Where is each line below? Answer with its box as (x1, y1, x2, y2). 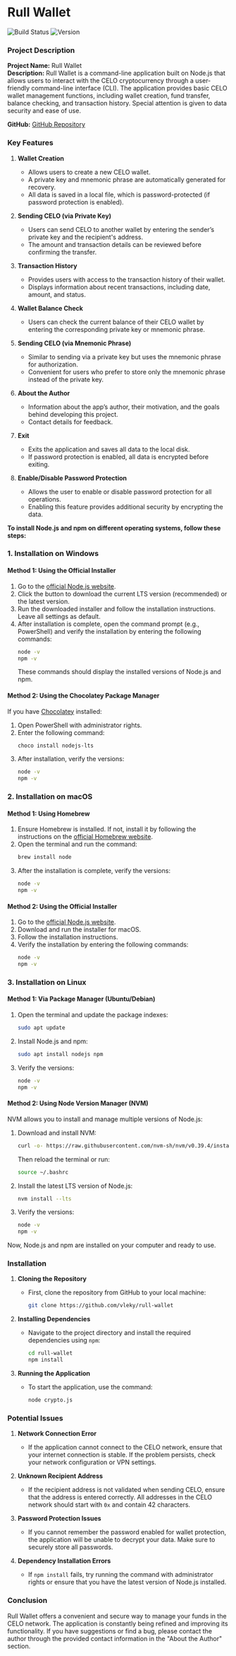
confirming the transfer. (27, 248, 97, 256)
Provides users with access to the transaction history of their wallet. (27, 275, 225, 284)
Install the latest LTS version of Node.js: (17, 1181, 133, 1190)
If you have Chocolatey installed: (7, 707, 102, 715)
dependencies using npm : (27, 1336, 101, 1345)
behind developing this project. (27, 410, 118, 418)
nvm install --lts (17, 1195, 72, 1203)
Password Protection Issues (17, 1515, 101, 1523)
